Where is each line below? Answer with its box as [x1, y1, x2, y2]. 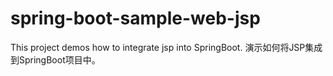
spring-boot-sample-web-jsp [10, 7, 261, 30]
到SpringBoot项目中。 [10, 53, 101, 66]
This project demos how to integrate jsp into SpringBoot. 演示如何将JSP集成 [10, 41, 323, 53]
